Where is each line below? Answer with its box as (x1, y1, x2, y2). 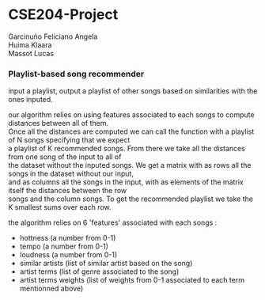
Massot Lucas (8, 48, 54, 58)
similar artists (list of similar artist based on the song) (19, 259, 193, 268)
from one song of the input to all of (8, 152, 122, 161)
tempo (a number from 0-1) (19, 241, 109, 251)
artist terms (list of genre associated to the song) (19, 267, 180, 276)
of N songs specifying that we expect (8, 135, 131, 145)
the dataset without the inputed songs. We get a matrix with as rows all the (8, 161, 252, 170)
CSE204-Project (8, 6, 119, 24)
